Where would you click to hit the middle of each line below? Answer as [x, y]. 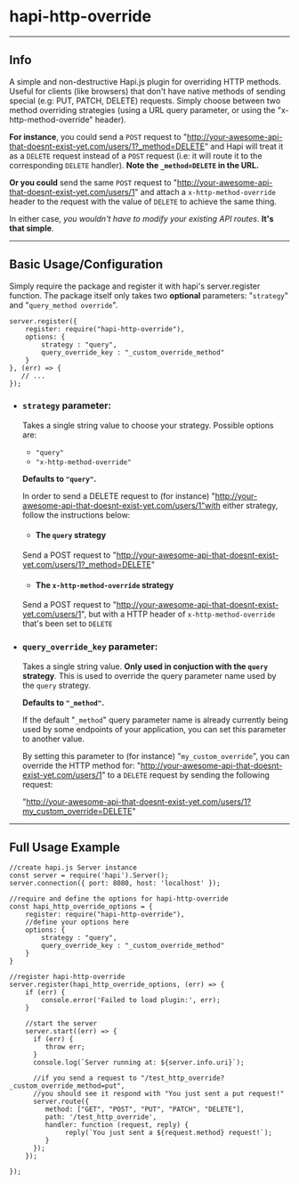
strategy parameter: [66, 405]
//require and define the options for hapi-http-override [119, 899]
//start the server [61, 1024]
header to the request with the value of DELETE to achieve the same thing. [143, 201]
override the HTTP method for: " [81, 765]
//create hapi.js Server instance [73, 868]
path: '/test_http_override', [101, 1117]
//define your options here [77, 923]
